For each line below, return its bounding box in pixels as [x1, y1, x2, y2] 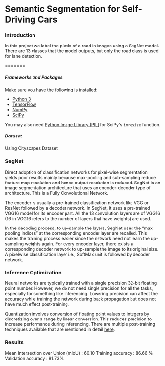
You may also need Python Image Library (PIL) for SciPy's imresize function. [5, 122, 161, 128]
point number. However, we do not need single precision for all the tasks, [5, 285, 153, 291]
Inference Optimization [5, 269, 62, 275]
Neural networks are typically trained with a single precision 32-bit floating [5, 280, 157, 286]
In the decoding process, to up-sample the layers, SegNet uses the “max [5, 225, 153, 231]
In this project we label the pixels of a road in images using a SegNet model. [5, 43, 159, 49]
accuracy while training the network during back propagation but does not [5, 296, 156, 302]
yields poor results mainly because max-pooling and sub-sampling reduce [5, 174, 156, 180]
